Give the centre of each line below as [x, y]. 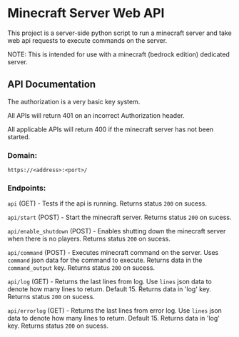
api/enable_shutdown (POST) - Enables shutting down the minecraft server [117, 231]
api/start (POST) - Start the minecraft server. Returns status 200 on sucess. [119, 217]
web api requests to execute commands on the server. [87, 40]
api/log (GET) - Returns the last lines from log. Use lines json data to [110, 282]
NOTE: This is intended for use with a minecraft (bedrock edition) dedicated [118, 54]
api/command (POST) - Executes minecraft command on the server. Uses [113, 253]
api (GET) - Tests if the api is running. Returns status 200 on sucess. [107, 203]
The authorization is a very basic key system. [74, 101]
